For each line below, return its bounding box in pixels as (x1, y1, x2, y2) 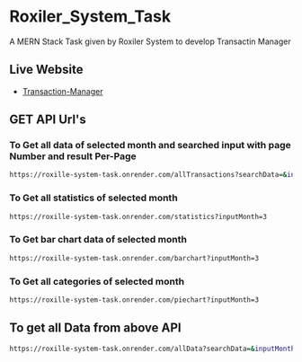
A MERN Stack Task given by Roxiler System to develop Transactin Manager (9, 36, 291, 47)
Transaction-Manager (22, 85, 103, 96)
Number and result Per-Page (9, 150, 137, 163)
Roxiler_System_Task (9, 6, 172, 27)
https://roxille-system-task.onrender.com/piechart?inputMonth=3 (9, 295, 259, 305)
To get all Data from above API (9, 321, 182, 336)
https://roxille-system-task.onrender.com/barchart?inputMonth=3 (9, 253, 259, 262)
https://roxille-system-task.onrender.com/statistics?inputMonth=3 (9, 212, 268, 221)
